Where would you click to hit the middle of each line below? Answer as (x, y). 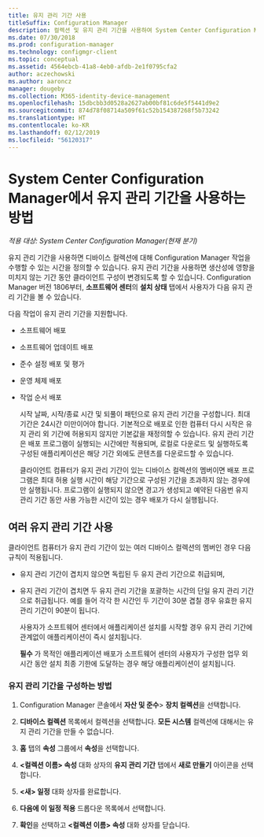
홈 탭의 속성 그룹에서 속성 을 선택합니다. (79, 748)
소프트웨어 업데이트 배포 (57, 347)
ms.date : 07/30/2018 (42, 37)
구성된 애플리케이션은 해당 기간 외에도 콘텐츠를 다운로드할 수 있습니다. (126, 454)
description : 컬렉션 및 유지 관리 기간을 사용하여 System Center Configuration (130, 30)
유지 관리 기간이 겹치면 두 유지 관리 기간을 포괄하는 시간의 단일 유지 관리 (129, 591)
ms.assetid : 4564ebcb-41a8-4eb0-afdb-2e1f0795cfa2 (93, 67)
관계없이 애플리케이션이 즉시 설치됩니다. (81, 637)
